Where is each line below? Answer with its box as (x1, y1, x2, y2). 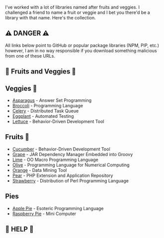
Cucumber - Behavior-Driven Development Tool (12, 146, 110, 152)
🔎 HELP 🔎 (5, 225, 34, 234)
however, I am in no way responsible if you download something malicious (5, 47, 158, 54)
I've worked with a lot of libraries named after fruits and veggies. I (5, 4, 140, 10)
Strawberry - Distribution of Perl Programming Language (12, 177, 129, 183)
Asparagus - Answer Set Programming (12, 97, 92, 103)
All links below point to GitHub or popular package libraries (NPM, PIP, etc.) (5, 42, 160, 48)
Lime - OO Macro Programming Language (12, 157, 98, 162)
